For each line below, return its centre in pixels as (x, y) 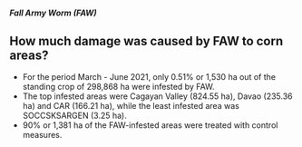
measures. (42, 135)
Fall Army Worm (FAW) (53, 13)
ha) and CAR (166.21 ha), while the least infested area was (131, 106)
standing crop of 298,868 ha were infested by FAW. (118, 87)
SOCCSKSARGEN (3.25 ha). (74, 116)
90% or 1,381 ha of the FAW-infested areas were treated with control (150, 125)
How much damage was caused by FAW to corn (146, 41)
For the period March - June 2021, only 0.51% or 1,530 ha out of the (149, 77)
